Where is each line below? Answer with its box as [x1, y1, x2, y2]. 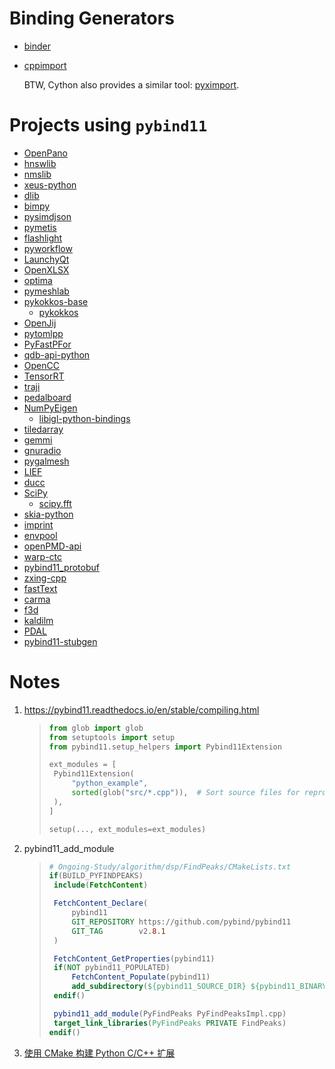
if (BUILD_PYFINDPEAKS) [48, 871, 144, 881]
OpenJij [23, 317, 57, 329]
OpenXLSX [23, 263, 70, 276]
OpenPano [23, 147, 68, 159]
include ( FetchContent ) [53, 880, 149, 891]
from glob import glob [48, 723, 144, 733]
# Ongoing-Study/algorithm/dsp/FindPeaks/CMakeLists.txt [48, 862, 292, 872]
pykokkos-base [23, 295, 89, 307]
